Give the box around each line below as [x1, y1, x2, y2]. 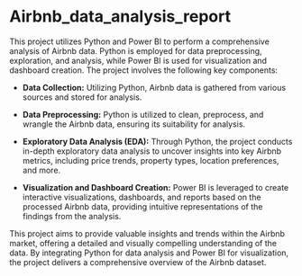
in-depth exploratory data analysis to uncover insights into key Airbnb [22, 146, 282, 156]
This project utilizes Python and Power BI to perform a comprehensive [9, 36, 270, 47]
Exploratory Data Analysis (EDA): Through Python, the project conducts [22, 136, 293, 147]
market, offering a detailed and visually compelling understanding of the [9, 237, 278, 248]
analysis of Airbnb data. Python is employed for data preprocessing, [9, 45, 263, 56]
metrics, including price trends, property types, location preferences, [22, 155, 279, 165]
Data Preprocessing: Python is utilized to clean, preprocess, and [22, 109, 264, 120]
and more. [22, 165, 61, 175]
